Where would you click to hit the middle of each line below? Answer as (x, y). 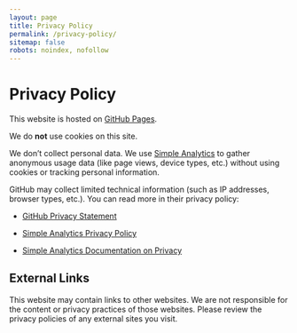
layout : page (33, 17)
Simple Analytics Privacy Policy (79, 234)
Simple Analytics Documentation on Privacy (102, 250)
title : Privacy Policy (51, 26)
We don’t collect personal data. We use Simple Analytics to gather (130, 154)
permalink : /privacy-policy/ (63, 34)
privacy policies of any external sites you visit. (94, 318)
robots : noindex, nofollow (59, 51)
